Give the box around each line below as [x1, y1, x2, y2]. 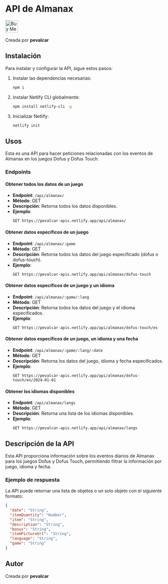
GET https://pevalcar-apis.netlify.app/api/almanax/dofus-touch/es [12, 325, 158, 330]
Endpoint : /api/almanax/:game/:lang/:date [12, 347, 103, 353]
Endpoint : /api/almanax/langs [12, 400, 76, 406]
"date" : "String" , [10, 508, 49, 513]
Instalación [5, 52, 41, 60]
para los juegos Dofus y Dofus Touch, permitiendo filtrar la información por [5, 458, 162, 464]
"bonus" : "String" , [10, 527, 51, 532]
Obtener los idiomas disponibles [5, 388, 75, 394]
